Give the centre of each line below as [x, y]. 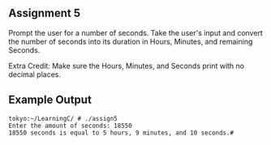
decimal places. [34, 74]
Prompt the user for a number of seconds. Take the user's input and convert [136, 32]
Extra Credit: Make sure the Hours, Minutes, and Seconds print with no [127, 66]
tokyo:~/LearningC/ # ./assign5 [63, 118]
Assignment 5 [45, 13]
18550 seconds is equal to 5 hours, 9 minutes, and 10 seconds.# [121, 133]
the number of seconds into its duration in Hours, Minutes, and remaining [131, 41]
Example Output [50, 100]
